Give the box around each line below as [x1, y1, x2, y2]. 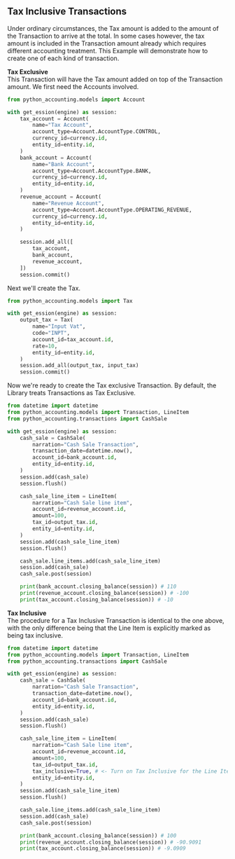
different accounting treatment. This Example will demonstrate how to [7, 46, 208, 55]
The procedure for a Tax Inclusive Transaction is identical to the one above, [7, 616, 225, 624]
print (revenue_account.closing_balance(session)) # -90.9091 [20, 839, 201, 846]
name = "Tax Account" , [32, 122, 92, 129]
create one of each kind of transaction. [7, 54, 120, 62]
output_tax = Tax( [20, 317, 73, 324]
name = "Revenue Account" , [32, 200, 105, 207]
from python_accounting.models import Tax [7, 297, 133, 304]
